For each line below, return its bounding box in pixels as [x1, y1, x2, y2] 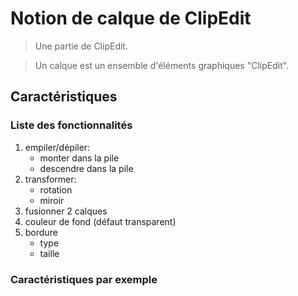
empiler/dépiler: [24, 141, 91, 153]
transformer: [24, 173, 77, 185]
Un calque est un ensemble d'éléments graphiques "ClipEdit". [34, 59, 290, 71]
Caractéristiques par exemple [10, 272, 158, 286]
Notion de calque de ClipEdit [10, 7, 252, 30]
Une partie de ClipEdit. [34, 40, 128, 52]
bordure [24, 226, 58, 238]
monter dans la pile [39, 152, 120, 164]
